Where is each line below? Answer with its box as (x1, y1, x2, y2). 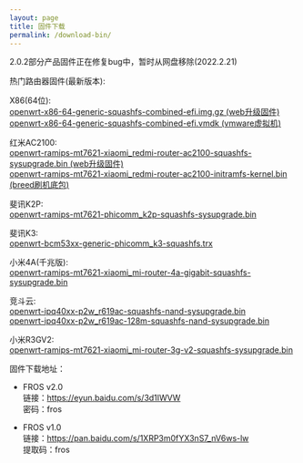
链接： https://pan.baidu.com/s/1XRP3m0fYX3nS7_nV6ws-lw (22, 433, 249, 444)
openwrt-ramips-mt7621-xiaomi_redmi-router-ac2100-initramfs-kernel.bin (9, 169, 288, 180)
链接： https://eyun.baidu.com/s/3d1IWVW (22, 393, 181, 404)
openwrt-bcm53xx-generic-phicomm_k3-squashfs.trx (9, 238, 214, 249)
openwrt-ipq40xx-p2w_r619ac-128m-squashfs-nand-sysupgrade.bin (9, 315, 270, 326)
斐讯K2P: (9, 199, 44, 210)
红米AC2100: (9, 138, 57, 149)
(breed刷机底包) (9, 180, 70, 190)
